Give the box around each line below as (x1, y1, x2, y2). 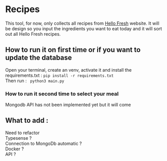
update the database (5, 53, 72, 62)
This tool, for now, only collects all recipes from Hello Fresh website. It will (5, 20, 159, 26)
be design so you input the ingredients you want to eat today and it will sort (5, 25, 162, 31)
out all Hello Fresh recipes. (5, 31, 61, 37)
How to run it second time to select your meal (5, 90, 119, 97)
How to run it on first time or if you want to (5, 45, 141, 54)
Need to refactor (5, 130, 40, 136)
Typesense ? (5, 135, 32, 141)
